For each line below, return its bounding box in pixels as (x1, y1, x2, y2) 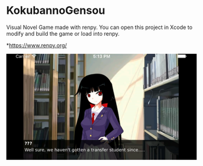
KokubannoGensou (6, 4, 106, 18)
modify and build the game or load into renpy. (6, 30, 120, 37)
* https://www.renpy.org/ (6, 42, 68, 49)
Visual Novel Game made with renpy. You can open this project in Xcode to (6, 24, 193, 31)
